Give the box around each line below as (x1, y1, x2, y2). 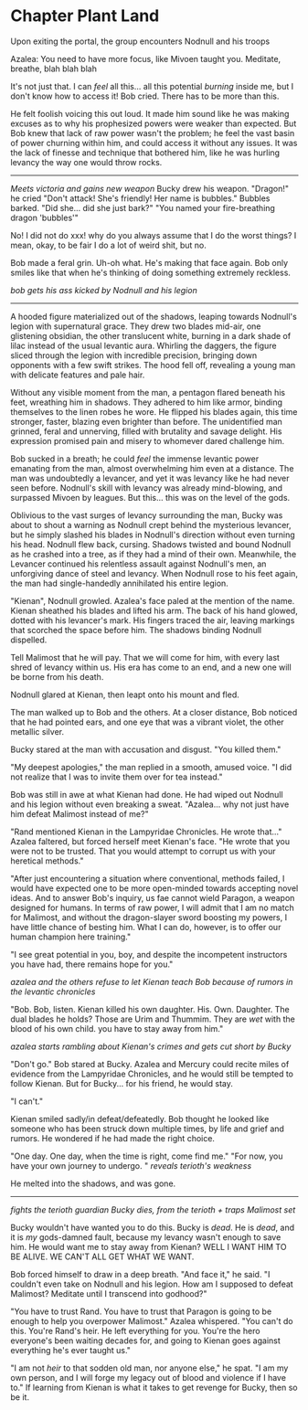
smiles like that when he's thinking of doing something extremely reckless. (10, 267, 292, 278)
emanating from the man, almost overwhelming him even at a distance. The (10, 462, 294, 473)
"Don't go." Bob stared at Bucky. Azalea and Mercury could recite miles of (10, 1058, 290, 1069)
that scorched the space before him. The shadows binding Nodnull (10, 624, 262, 635)
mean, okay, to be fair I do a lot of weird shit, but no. (10, 239, 207, 250)
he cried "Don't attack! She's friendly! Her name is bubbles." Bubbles (10, 193, 271, 204)
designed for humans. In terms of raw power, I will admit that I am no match (10, 902, 295, 913)
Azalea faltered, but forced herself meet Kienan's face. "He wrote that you (10, 835, 291, 846)
